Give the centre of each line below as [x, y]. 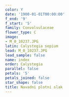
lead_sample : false [25, 55]
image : [12, 37]
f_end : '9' [16, 19]
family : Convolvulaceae [30, 28]
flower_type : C [21, 32]
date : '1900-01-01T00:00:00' [35, 14]
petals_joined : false [27, 78]
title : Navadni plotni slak [34, 87]
